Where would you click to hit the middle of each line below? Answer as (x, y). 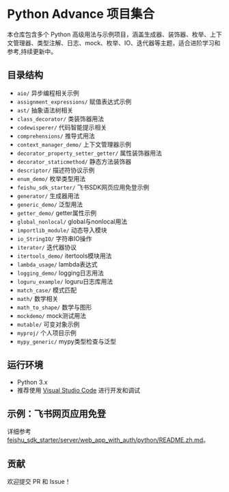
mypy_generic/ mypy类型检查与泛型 (66, 341)
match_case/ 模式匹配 (47, 290)
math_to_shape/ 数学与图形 (54, 307)
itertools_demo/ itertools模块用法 (64, 256)
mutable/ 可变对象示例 (48, 324)
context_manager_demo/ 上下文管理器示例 (74, 144)
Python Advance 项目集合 (81, 14)
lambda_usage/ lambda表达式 (57, 264)
